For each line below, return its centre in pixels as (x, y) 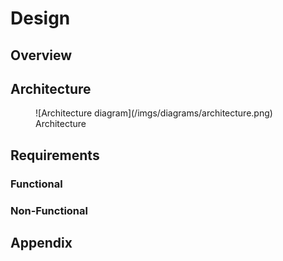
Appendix (41, 243)
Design (40, 18)
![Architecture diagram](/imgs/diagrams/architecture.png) (154, 113)
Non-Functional (49, 210)
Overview (41, 55)
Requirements (55, 155)
